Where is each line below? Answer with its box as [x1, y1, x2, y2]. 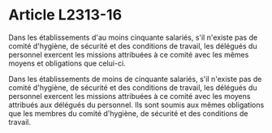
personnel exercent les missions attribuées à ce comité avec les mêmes [8, 49, 249, 59]
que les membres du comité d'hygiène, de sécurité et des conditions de [8, 108, 248, 118]
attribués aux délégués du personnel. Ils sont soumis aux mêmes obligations [8, 100, 265, 109]
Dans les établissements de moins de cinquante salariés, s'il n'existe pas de [8, 74, 262, 84]
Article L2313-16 [8, 6, 123, 24]
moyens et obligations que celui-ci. [8, 58, 126, 68]
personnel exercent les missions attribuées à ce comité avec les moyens [8, 91, 251, 101]
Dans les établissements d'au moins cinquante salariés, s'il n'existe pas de [8, 32, 258, 42]
